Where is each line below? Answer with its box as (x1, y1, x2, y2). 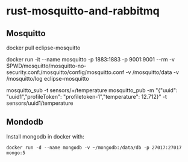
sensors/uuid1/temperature (6, 99, 74, 107)
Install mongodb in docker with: (6, 132, 84, 140)
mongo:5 (6, 149, 26, 156)
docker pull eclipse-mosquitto (6, 44, 81, 51)
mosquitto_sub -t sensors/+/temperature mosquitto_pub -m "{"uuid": (6, 87, 178, 94)
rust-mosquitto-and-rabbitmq (6, 4, 160, 18)
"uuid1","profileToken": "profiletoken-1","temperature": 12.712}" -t (6, 93, 168, 100)
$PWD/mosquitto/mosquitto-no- (6, 62, 87, 69)
